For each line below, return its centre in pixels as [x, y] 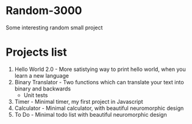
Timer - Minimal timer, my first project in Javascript [79, 101]
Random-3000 [44, 11]
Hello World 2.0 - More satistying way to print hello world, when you [100, 69]
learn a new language [42, 75]
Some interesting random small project [54, 27]
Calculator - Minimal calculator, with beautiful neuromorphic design [99, 108]
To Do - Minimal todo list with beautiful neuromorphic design [91, 114]
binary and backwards [43, 89]
